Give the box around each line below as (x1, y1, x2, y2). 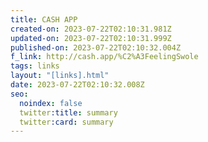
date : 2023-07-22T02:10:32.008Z (10, 80, 145, 90)
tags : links (10, 61, 60, 71)
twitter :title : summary (19, 107, 118, 118)
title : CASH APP (10, 14, 78, 25)
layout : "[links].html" (10, 71, 110, 81)
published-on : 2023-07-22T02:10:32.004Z (10, 42, 182, 53)
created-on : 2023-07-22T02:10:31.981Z (10, 24, 172, 34)
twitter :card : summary (19, 117, 114, 127)
